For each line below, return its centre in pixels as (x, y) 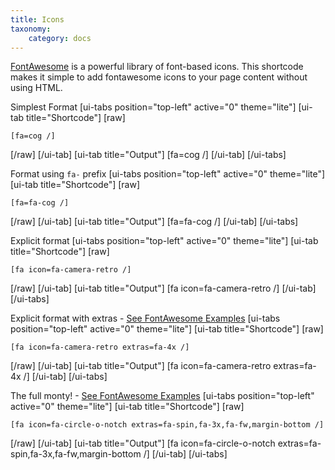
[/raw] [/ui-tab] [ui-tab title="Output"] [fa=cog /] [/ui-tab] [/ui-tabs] (148, 155)
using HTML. (36, 88)
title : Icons (37, 19)
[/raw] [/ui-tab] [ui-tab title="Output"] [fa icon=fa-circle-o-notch (143, 443)
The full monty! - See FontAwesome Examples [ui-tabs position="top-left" (162, 396)
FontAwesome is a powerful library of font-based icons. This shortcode (157, 67)
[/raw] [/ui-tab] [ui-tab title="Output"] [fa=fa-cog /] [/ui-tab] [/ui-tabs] (154, 222)
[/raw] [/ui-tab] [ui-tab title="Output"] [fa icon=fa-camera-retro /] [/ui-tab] (163, 288)
